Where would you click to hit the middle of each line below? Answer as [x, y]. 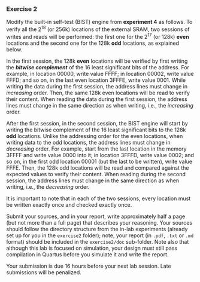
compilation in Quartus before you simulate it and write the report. [87, 254]
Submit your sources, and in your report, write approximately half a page [96, 216]
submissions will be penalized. [44, 272]
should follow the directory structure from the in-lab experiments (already [97, 229]
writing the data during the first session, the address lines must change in [97, 86]
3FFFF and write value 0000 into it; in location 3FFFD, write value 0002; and [100, 155]
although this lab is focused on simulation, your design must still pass [92, 248]
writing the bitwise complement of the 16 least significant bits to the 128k [96, 130]
